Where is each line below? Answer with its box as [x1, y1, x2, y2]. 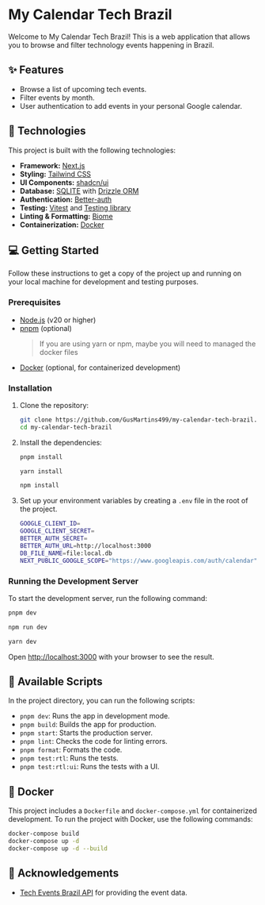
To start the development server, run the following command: [8, 593, 208, 603]
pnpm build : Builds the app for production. [19, 720, 157, 730]
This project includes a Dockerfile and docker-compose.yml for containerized [8, 806, 257, 815]
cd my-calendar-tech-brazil [19, 423, 112, 431]
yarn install [19, 467, 63, 476]
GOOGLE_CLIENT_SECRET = [19, 527, 95, 535]
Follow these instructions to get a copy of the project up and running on [8, 268, 242, 279]
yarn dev [8, 637, 37, 645]
